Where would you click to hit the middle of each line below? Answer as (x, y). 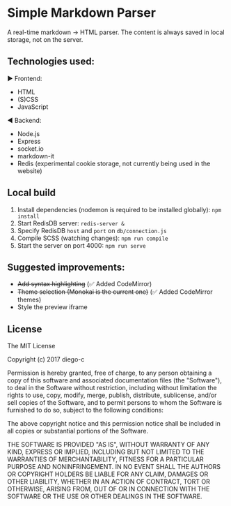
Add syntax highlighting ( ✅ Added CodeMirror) (85, 284)
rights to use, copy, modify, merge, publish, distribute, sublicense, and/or (112, 395)
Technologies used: (51, 62)
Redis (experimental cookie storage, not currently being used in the (114, 163)
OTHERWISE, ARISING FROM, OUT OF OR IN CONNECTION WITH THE (109, 489)
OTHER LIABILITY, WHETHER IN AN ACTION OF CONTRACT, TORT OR (109, 482)
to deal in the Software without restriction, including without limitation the (112, 388)
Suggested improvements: (66, 267)
